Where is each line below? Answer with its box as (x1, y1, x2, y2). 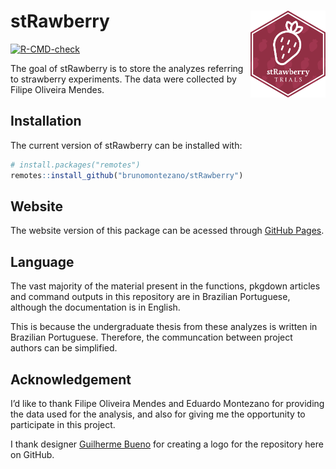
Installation (10, 113, 82, 130)
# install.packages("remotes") (10, 160, 141, 170)
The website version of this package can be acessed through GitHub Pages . (10, 225, 325, 237)
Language (10, 253, 75, 270)
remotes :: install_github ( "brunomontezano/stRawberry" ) (10, 170, 244, 180)
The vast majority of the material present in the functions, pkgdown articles (10, 280, 321, 292)
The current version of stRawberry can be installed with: (10, 139, 243, 151)
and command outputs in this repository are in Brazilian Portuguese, (10, 291, 291, 303)
